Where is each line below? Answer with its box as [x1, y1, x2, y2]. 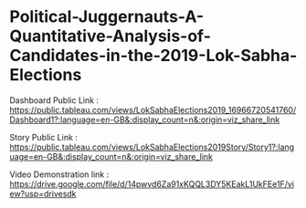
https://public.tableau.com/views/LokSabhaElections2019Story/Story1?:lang [9, 141, 295, 152]
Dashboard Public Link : [9, 94, 99, 106]
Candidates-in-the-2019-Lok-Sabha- [9, 46, 298, 66]
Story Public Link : [9, 131, 78, 142]
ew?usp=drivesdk [9, 188, 77, 199]
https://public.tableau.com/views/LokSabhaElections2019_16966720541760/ [9, 104, 297, 115]
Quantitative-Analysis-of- [9, 26, 212, 47]
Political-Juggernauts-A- [9, 6, 205, 27]
